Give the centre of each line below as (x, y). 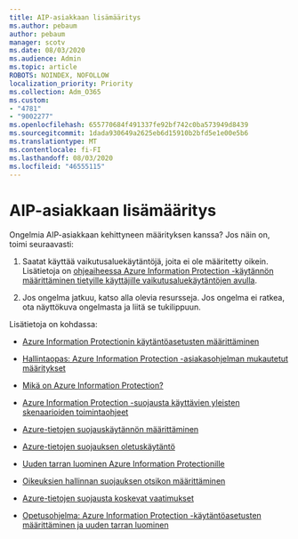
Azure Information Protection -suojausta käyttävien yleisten (131, 403)
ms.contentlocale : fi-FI (55, 149)
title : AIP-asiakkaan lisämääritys (75, 17)
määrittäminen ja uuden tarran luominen (95, 525)
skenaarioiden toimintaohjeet (75, 412)
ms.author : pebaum (43, 26)
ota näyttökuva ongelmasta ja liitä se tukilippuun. (112, 307)
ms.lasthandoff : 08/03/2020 (61, 158)
